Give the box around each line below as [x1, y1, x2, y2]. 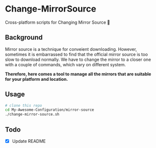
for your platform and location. [5, 76, 68, 82]
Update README [12, 138, 46, 144]
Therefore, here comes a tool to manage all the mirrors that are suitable [5, 71, 152, 77]
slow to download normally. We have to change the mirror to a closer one [5, 57, 151, 62]
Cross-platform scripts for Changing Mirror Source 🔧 [5, 19, 110, 25]
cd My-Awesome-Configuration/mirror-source [5, 107, 94, 112]
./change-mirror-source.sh [5, 112, 60, 117]
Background [5, 33, 43, 42]
